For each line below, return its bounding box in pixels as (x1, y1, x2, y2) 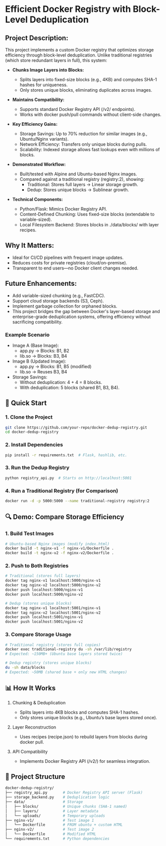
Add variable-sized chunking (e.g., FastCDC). (12, 292, 106, 298)
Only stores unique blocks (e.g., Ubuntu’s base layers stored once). (19, 714, 158, 720)
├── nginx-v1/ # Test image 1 (5, 818, 94, 823)
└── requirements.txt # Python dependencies (5, 836, 110, 842)
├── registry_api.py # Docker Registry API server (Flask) (5, 790, 143, 795)
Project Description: (5, 34, 68, 42)
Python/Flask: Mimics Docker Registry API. (19, 206, 108, 211)
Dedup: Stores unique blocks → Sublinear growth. (27, 187, 129, 193)
